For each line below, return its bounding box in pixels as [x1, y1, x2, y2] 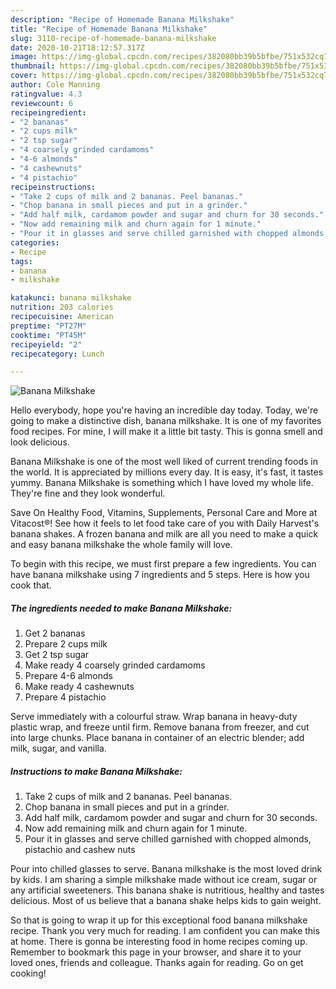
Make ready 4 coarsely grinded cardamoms [24, 659, 206, 671]
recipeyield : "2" [10, 339, 83, 350]
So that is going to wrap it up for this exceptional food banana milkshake [10, 914, 308, 926]
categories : [10, 237, 60, 248]
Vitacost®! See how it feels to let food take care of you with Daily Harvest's [10, 517, 320, 530]
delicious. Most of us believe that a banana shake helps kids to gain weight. [10, 895, 322, 907]
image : [10, 52, 38, 62]
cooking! [10, 967, 47, 980]
